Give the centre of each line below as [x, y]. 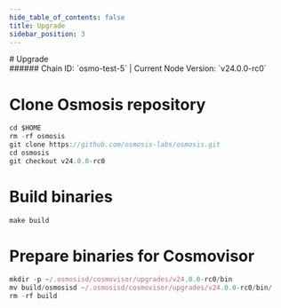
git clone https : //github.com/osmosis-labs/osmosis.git [115, 145]
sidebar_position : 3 [48, 34]
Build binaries [61, 197]
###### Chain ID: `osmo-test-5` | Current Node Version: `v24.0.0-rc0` [138, 68]
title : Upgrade [37, 26]
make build [29, 220]
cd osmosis [29, 153]
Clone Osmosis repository [108, 104]
